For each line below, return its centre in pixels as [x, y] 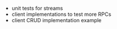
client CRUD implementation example [56, 20]
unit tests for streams [37, 8]
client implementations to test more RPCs [61, 14]
